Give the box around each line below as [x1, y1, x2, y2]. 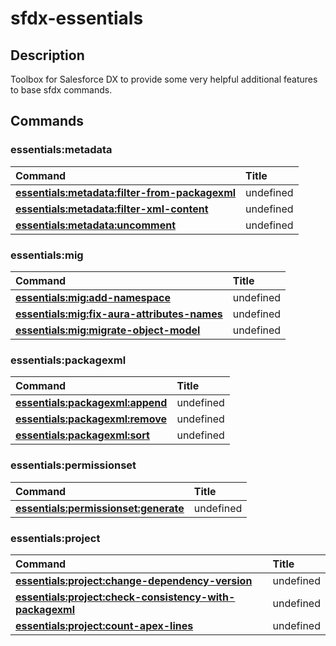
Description [10, 47, 85, 64]
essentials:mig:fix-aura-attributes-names [15, 307, 223, 321]
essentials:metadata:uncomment [15, 218, 176, 232]
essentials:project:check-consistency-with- [15, 590, 236, 604]
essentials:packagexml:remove [15, 412, 167, 426]
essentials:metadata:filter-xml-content [15, 202, 209, 216]
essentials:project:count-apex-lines [15, 618, 194, 632]
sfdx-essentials [10, 7, 144, 30]
